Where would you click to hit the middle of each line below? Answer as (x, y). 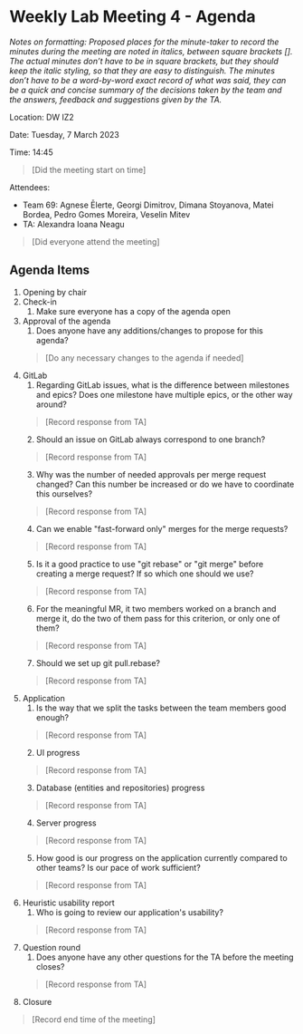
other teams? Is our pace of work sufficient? (118, 867)
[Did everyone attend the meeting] (95, 241)
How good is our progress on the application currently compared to (161, 857)
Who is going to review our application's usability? (130, 912)
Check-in (39, 302)
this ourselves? (64, 493)
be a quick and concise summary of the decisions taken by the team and (146, 90)
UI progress (58, 752)
